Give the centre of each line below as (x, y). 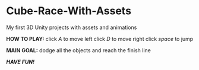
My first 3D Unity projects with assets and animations (72, 27)
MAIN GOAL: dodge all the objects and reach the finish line (79, 50)
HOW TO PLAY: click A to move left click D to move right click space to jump (100, 39)
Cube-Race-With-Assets (69, 11)
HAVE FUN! (20, 62)
